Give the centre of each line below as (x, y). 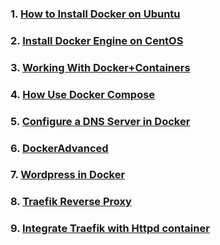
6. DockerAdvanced (59, 148)
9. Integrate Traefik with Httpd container (110, 229)
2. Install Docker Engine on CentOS (97, 40)
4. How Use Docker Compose (83, 94)
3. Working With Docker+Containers (100, 67)
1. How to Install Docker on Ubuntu (95, 14)
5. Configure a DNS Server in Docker (100, 121)
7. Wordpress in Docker (68, 175)
